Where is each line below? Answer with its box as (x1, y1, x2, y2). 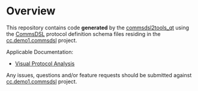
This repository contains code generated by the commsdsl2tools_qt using (6, 24, 189, 31)
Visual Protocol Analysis (14, 60, 75, 67)
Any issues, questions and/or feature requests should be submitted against (6, 71, 192, 78)
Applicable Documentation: (6, 48, 74, 55)
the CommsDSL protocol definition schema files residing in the (6, 30, 161, 37)
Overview (6, 4, 56, 18)
